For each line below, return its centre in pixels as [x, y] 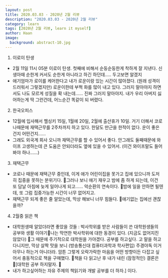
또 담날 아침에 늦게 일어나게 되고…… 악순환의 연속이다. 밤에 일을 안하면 [83, 186]
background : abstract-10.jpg [40, 43]
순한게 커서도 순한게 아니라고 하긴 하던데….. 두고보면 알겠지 [84, 74]
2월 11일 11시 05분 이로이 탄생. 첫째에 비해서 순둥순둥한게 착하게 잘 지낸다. [85, 68]
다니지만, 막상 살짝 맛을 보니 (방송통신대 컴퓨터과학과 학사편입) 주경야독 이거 [87, 245]
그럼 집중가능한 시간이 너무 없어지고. [60, 193]
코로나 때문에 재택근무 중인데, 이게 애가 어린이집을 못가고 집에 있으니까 [81, 173]
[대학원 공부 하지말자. [36, 264]
